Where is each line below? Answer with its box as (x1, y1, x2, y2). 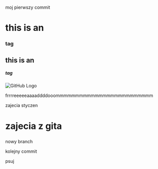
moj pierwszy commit (5, 5, 50, 10)
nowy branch (5, 138, 33, 144)
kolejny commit (5, 148, 37, 154)
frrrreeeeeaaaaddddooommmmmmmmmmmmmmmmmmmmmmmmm (5, 92, 153, 98)
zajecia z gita (5, 120, 62, 131)
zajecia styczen (5, 103, 38, 109)
